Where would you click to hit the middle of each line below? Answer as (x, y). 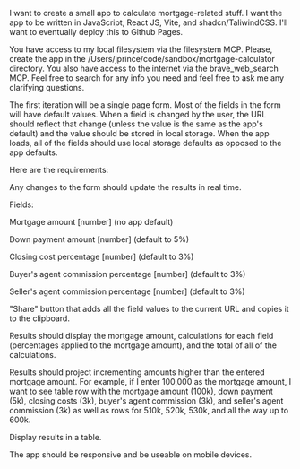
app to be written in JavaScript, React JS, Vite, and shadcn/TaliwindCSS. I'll (149, 22)
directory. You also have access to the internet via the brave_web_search (144, 68)
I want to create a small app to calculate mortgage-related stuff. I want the (146, 13)
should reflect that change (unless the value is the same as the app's (137, 124)
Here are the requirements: (59, 170)
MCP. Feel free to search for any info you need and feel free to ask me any (147, 78)
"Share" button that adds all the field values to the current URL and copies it (149, 309)
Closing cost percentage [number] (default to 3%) (102, 256)
